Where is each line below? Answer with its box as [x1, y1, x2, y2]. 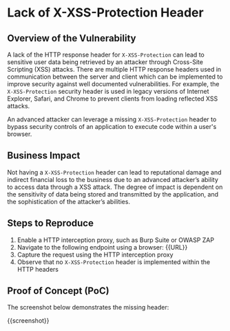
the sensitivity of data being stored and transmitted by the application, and [7, 190, 219, 198]
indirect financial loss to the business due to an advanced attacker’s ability [7, 175, 219, 183]
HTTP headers [17, 265, 59, 273]
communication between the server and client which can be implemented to [7, 72, 223, 81]
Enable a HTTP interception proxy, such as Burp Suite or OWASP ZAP [17, 236, 215, 244]
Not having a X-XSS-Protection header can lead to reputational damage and [7, 168, 222, 177]
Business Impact [7, 150, 81, 161]
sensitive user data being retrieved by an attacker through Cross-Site [7, 58, 203, 66]
